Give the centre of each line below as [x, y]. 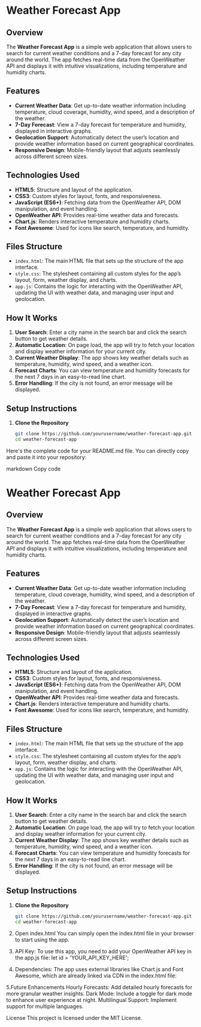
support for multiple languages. [45, 1006]
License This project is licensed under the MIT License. [74, 1017]
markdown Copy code [33, 469]
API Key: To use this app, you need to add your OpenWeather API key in [103, 951]
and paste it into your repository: [46, 457]
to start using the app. [42, 940]
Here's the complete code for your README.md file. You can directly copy [98, 451]
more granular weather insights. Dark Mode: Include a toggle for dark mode [99, 993]
